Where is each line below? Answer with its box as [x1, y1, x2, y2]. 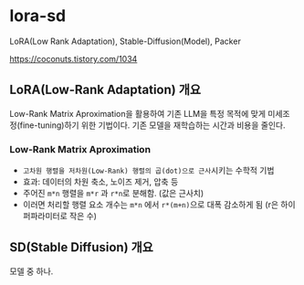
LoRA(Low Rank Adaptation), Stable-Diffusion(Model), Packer [9, 36, 242, 47]
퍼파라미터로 [22, 211, 68, 222]
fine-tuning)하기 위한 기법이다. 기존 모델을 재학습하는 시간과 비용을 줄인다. [19, 120, 286, 131]
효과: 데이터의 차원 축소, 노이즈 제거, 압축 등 [22, 176, 179, 187]
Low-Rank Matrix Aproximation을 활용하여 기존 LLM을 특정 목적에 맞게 [9, 108, 267, 119]
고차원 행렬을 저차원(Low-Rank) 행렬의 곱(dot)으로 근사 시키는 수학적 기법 [22, 165, 275, 176]
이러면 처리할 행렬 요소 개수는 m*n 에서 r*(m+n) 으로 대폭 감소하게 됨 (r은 [22, 199, 279, 210]
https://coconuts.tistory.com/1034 [9, 53, 138, 64]
